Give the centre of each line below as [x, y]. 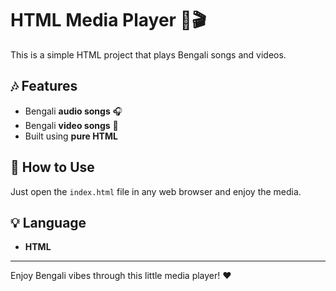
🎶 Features [44, 86]
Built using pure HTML [71, 136]
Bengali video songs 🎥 [71, 125]
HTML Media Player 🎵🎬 [108, 20]
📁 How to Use [52, 167]
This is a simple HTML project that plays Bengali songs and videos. [148, 54]
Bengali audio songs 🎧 [73, 111]
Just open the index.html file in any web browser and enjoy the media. [156, 191]
